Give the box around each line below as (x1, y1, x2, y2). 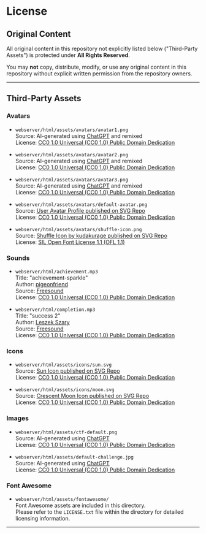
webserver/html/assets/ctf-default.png (15, 429, 118, 435)
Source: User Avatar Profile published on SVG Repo (15, 207, 145, 214)
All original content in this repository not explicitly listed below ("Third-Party (6, 45, 198, 52)
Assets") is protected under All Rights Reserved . (6, 51, 130, 59)
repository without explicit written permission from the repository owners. (6, 70, 193, 77)
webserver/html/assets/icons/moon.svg (15, 387, 115, 393)
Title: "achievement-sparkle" (15, 274, 88, 281)
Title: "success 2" (15, 311, 61, 319)
